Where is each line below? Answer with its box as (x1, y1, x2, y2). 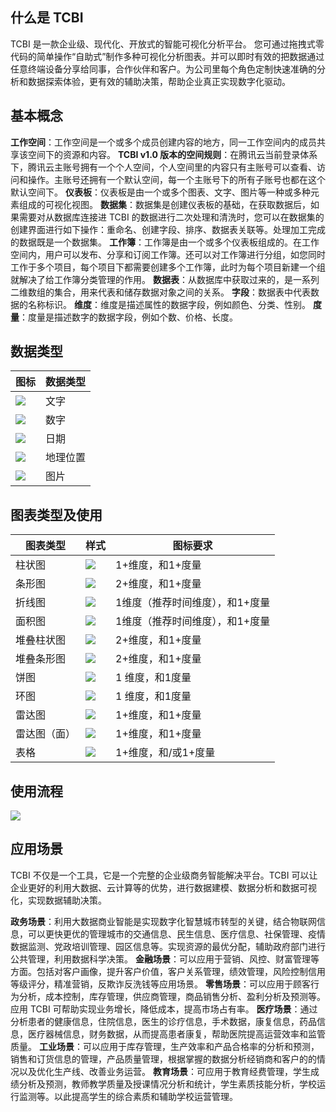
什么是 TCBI (10, 9, 84, 27)
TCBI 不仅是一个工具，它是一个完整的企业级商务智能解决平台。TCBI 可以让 (10, 869, 318, 881)
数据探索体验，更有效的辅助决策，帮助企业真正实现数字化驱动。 (27, 75, 291, 87)
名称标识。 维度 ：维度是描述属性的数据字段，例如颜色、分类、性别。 (27, 298, 311, 310)
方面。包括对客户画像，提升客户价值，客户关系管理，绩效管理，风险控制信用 (10, 965, 326, 977)
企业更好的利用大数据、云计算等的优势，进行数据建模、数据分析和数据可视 (10, 881, 317, 893)
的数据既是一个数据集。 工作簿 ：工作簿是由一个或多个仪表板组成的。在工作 (10, 236, 320, 248)
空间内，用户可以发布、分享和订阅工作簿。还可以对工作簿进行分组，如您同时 (10, 248, 326, 260)
